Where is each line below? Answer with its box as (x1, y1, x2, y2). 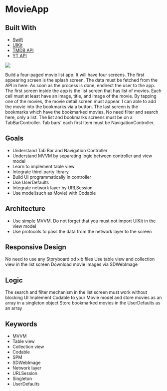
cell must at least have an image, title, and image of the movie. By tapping (5, 93, 157, 99)
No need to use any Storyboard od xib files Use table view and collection (5, 256, 155, 262)
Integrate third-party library (12, 169, 69, 175)
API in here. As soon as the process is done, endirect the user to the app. (5, 83, 156, 88)
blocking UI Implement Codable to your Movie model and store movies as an (5, 294, 162, 301)
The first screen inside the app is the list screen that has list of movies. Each (5, 88, 162, 94)
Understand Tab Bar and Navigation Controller (12, 147, 108, 153)
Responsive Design (5, 243, 66, 251)
